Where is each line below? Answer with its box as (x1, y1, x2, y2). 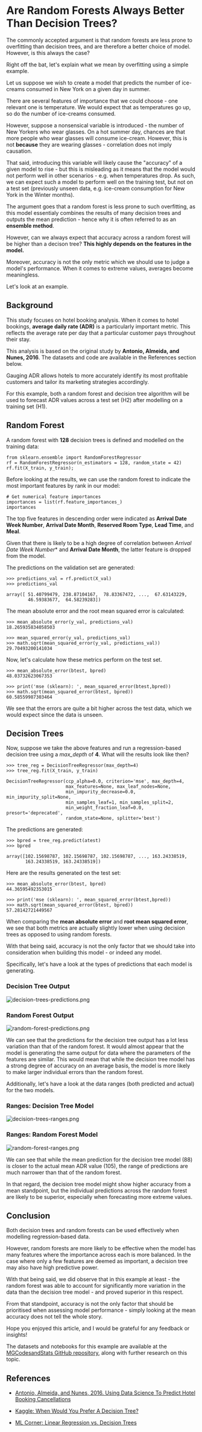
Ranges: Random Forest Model (6, 1130, 98, 1139)
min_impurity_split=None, (6, 794, 71, 801)
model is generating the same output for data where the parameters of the (6, 1049, 191, 1056)
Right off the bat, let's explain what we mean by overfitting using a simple (6, 61, 189, 68)
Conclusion (6, 1210, 51, 1221)
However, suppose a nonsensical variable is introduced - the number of (6, 121, 185, 129)
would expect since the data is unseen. (6, 711, 104, 718)
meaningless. (6, 271, 40, 278)
